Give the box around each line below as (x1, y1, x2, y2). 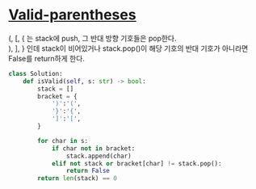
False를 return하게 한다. (8, 53, 85, 63)
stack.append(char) (65, 152, 132, 160)
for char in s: (37, 136, 89, 145)
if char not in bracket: (51, 144, 136, 153)
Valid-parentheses (8, 6, 136, 24)
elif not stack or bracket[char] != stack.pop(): (51, 159, 222, 167)
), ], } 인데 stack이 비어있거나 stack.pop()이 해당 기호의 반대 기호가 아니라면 (8, 43, 249, 53)
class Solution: (8, 69, 63, 78)
